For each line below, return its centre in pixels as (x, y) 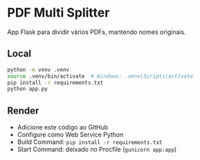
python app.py (28, 89)
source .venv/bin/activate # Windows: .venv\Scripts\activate (100, 76)
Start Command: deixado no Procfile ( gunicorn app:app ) (97, 150)
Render (23, 110)
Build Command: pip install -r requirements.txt (90, 142)
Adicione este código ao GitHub (63, 127)
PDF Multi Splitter (58, 13)
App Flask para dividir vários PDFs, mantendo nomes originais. (97, 32)
